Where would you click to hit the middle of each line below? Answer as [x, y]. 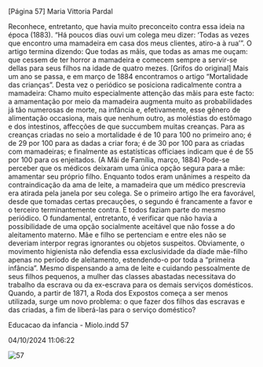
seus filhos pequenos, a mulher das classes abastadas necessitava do [122, 276]
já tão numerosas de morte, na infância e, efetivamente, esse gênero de [124, 110]
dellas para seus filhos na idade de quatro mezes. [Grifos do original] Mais [128, 68]
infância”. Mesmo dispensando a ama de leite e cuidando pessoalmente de [129, 268]
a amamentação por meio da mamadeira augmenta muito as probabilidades [130, 102]
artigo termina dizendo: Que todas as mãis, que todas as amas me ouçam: [128, 51]
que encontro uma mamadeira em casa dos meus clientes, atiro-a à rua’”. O [130, 43]
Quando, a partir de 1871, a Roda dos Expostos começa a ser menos [118, 293]
